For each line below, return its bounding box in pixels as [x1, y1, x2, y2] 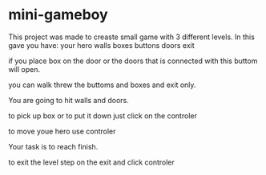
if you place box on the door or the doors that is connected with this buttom [8, 56, 258, 66]
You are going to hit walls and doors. [8, 95, 130, 105]
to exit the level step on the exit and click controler [8, 157, 175, 167]
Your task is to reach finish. [8, 141, 99, 151]
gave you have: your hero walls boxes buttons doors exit [8, 40, 195, 50]
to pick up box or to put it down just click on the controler [8, 110, 198, 121]
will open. [8, 64, 40, 74]
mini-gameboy [8, 6, 108, 24]
